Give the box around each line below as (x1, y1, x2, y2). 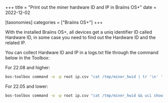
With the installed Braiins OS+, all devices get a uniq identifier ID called (5, 29, 152, 35)
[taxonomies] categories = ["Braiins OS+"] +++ (5, 20, 103, 25)
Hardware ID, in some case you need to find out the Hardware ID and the (5, 35, 156, 40)
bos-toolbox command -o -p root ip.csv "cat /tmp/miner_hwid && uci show (5, 93, 163, 98)
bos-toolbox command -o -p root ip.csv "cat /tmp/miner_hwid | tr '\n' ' (5, 74, 163, 79)
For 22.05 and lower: (5, 83, 48, 89)
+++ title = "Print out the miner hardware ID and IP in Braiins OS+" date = (5, 5, 157, 10)
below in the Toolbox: (5, 55, 50, 61)
